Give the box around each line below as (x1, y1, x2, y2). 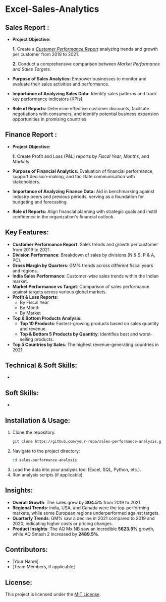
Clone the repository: (12, 429, 56, 435)
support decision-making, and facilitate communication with (12, 173, 135, 179)
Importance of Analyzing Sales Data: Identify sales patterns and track (12, 91, 157, 96)
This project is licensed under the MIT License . (5, 592, 101, 598)
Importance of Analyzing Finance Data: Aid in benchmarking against (12, 188, 155, 194)
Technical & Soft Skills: (5, 361, 78, 370)
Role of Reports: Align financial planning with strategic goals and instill (12, 208, 157, 214)
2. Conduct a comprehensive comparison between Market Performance (12, 61, 160, 67)
